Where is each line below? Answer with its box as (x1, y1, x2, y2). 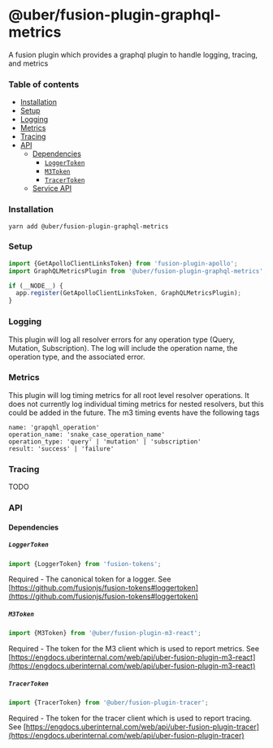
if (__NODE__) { (8, 282, 63, 290)
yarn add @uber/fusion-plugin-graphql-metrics (8, 222, 169, 231)
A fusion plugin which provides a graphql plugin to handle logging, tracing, (8, 50, 258, 59)
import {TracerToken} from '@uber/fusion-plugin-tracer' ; (8, 698, 209, 707)
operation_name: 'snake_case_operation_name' (8, 430, 165, 439)
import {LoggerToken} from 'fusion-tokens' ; (8, 560, 162, 568)
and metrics (8, 58, 49, 68)
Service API (32, 184, 71, 193)
